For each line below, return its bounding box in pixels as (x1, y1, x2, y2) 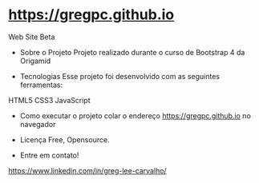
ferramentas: (19, 80, 63, 90)
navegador (19, 119, 56, 129)
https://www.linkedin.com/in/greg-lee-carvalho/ (8, 165, 167, 175)
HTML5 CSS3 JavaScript (8, 95, 91, 105)
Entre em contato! (19, 150, 79, 160)
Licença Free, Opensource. (19, 134, 110, 145)
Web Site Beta (8, 32, 55, 42)
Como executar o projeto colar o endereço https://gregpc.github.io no (19, 110, 251, 121)
